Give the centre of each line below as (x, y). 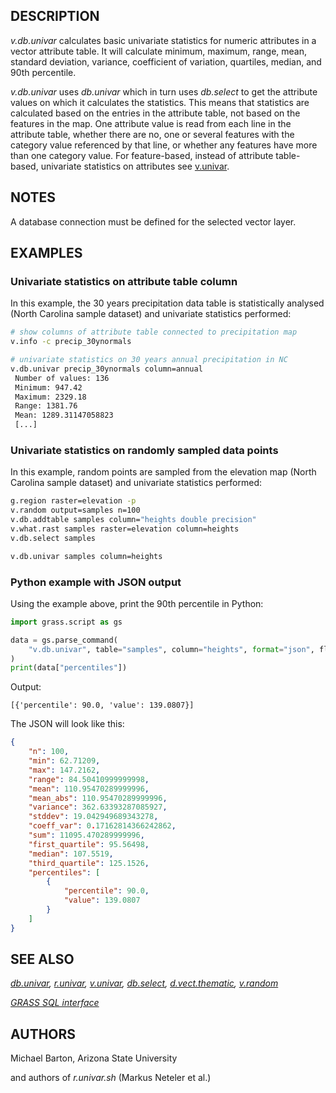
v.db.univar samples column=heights (86, 556)
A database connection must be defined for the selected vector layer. (153, 221)
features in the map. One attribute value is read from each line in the (151, 123)
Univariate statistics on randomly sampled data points (144, 450)
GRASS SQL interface (55, 1003)
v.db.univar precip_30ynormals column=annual (106, 369)
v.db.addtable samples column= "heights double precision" (133, 520)
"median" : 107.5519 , (71, 854)
